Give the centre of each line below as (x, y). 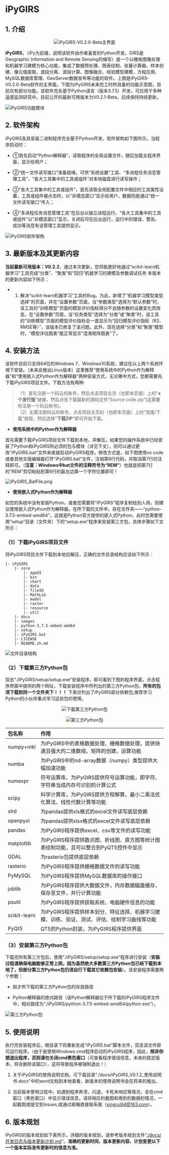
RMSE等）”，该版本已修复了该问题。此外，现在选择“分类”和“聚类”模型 (92, 327)
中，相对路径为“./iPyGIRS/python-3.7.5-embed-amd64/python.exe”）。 (85, 1004)
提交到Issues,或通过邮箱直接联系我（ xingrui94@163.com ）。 (92, 1105)
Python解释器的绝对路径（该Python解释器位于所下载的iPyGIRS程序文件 (86, 998)
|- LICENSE (26, 639)
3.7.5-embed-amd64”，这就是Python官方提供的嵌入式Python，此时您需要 (82, 515)
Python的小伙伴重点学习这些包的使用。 (46, 699)
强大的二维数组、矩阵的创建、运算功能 (96, 751)
